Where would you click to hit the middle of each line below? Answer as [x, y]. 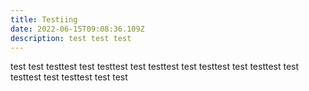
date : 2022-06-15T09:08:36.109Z [77, 29]
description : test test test [71, 38]
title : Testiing [44, 19]
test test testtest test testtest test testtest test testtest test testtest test [155, 67]
